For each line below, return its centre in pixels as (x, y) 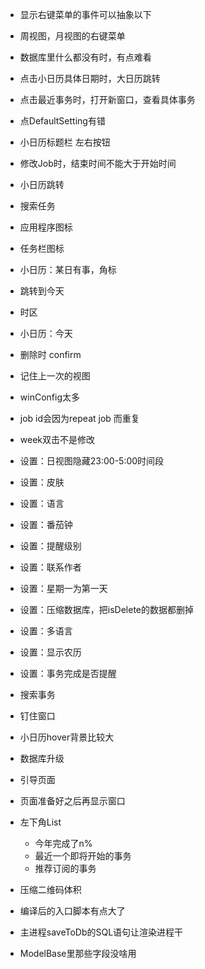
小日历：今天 (46, 333)
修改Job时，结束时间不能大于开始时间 (98, 163)
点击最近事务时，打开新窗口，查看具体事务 (107, 99)
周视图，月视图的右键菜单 (72, 36)
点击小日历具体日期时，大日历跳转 (90, 78)
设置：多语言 (46, 631)
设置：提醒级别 (50, 546)
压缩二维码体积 (50, 889)
